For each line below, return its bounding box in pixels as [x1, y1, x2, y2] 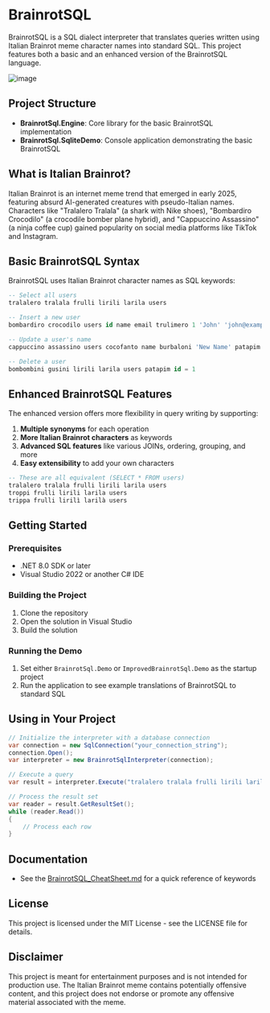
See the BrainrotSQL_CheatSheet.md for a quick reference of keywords [19, 874, 256, 883]
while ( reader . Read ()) [8, 807, 84, 816]
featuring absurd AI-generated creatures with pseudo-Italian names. [8, 197, 235, 207]
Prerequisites [8, 543, 62, 554]
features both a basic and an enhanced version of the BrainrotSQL [8, 49, 227, 59]
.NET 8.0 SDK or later [19, 561, 91, 570]
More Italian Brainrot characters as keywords [19, 433, 173, 443]
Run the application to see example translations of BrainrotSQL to [19, 680, 237, 690]
